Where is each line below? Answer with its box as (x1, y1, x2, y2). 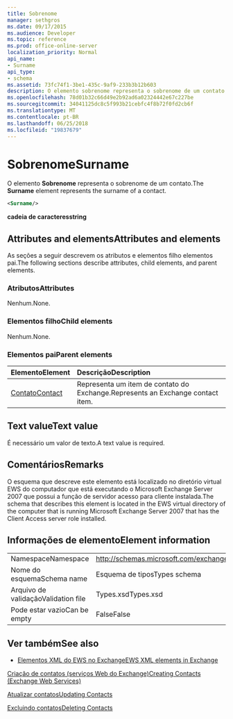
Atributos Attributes (7, 283, 75, 292)
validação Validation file (10, 594, 86, 604)
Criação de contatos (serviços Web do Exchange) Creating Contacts (7, 670, 201, 678)
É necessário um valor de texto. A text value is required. (7, 438, 165, 447)
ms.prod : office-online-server (7, 42, 98, 49)
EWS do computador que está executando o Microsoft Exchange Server (7, 484, 213, 493)
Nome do (10, 565, 41, 575)
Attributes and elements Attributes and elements (7, 233, 221, 245)
